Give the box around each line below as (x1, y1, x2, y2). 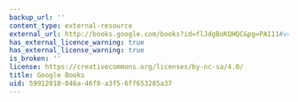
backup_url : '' (9, 12, 66, 22)
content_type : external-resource (9, 21, 133, 30)
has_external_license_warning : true (9, 46, 145, 55)
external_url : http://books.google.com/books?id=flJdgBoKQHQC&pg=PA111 (9, 29, 279, 38)
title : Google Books (9, 71, 86, 80)
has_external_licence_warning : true (9, 37, 145, 47)
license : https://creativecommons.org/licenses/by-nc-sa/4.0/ (9, 63, 244, 72)
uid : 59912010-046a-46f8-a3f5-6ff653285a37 (9, 79, 173, 88)
